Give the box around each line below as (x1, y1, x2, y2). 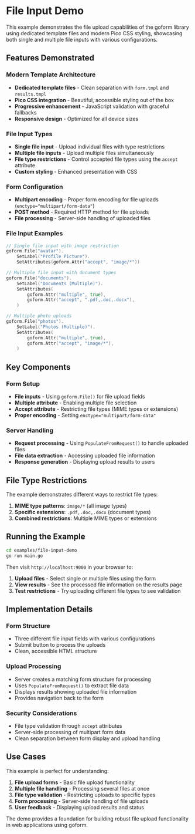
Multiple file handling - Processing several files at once (14, 785, 150, 792)
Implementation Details (6, 605, 93, 614)
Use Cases (6, 752, 46, 762)
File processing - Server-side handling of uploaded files (14, 215, 151, 222)
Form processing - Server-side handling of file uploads (14, 797, 149, 805)
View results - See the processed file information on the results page (14, 581, 183, 588)
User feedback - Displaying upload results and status (14, 803, 145, 811)
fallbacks (14, 109, 37, 116)
